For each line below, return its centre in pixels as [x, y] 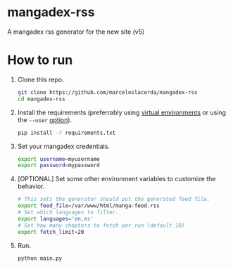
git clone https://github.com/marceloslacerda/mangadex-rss [107, 92]
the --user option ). [45, 119]
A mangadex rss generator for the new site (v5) [76, 32]
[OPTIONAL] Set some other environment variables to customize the [116, 179]
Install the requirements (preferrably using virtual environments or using [122, 112]
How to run [40, 60]
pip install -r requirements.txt [67, 133]
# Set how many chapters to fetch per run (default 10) [101, 225]
